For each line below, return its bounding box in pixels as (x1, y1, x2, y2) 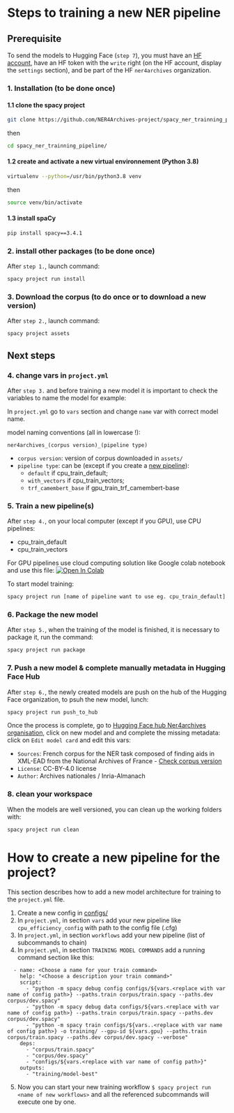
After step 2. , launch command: (7, 316, 100, 325)
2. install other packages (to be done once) (7, 246, 155, 256)
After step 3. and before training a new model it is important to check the (7, 386, 218, 395)
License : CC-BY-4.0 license (17, 765, 97, 773)
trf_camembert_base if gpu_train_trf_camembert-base (27, 483, 180, 492)
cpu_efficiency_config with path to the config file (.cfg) (17, 923, 178, 931)
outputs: (19, 1064, 45, 1071)
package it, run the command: (7, 633, 94, 642)
